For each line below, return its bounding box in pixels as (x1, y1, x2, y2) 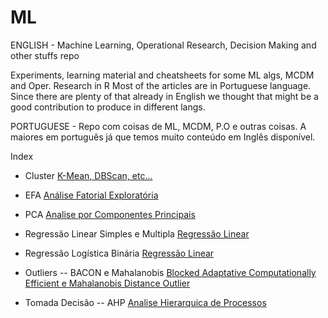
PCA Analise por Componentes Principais (24, 208, 196, 220)
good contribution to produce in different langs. (10, 101, 206, 113)
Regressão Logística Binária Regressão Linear (24, 247, 215, 259)
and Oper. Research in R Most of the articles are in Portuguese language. (10, 79, 312, 91)
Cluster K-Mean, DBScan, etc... (24, 169, 153, 181)
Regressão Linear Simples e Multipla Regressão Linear (24, 227, 250, 240)
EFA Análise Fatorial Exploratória (24, 189, 159, 201)
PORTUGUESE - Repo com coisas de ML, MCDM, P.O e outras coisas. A (10, 120, 307, 132)
